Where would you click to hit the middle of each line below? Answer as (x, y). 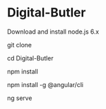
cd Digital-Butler (30, 58)
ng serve (20, 98)
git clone (20, 45)
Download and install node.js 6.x (53, 32)
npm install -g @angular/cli (45, 84)
